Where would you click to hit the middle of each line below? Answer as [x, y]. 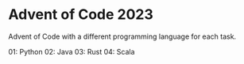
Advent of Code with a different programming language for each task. [122, 36]
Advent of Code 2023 [81, 15]
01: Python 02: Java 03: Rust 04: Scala [72, 51]
